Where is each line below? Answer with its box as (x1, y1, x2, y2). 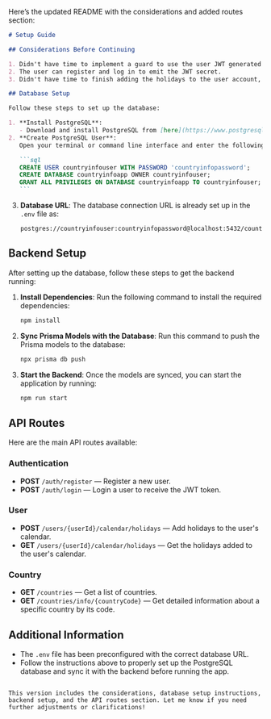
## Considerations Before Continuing (8, 45, 135, 53)
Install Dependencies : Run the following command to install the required (19, 292, 262, 302)
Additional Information (8, 628, 124, 642)
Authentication (8, 458, 69, 469)
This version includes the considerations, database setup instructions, (8, 689, 262, 697)
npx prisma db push (19, 355, 86, 363)
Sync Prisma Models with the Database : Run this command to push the (19, 331, 261, 341)
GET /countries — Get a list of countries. (19, 587, 157, 597)
